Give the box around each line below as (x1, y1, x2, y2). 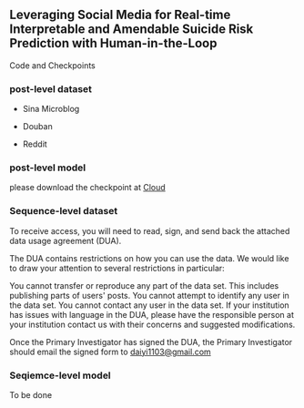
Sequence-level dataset (9, 205, 118, 218)
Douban (22, 121, 53, 132)
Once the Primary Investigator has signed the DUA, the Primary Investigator (9, 336, 293, 347)
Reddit (22, 138, 47, 149)
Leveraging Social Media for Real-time (9, 7, 231, 23)
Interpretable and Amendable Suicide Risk (9, 22, 254, 37)
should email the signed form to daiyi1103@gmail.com (9, 346, 211, 357)
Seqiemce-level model (9, 369, 111, 382)
